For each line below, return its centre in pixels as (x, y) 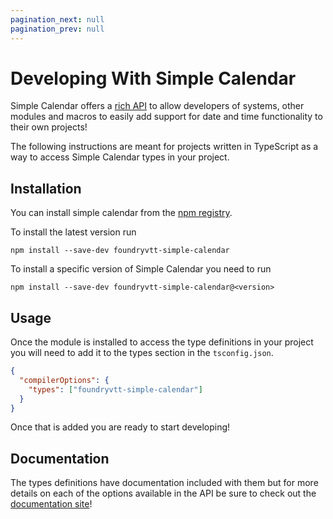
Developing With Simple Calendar (153, 78)
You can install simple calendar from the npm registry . (121, 213)
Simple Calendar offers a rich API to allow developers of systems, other (157, 106)
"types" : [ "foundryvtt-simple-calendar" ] (115, 389)
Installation (46, 188)
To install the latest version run (73, 232)
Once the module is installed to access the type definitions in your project (162, 342)
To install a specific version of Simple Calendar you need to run (141, 269)
